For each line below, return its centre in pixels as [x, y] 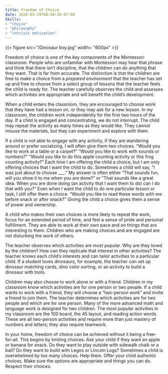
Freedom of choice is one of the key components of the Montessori [75, 57]
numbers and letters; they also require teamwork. [56, 325]
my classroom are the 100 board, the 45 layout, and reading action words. [81, 314]
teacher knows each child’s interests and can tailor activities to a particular [82, 256]
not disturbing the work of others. [40, 236]
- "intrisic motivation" [31, 33]
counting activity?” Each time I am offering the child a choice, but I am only [82, 162]
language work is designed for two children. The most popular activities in [82, 308]
